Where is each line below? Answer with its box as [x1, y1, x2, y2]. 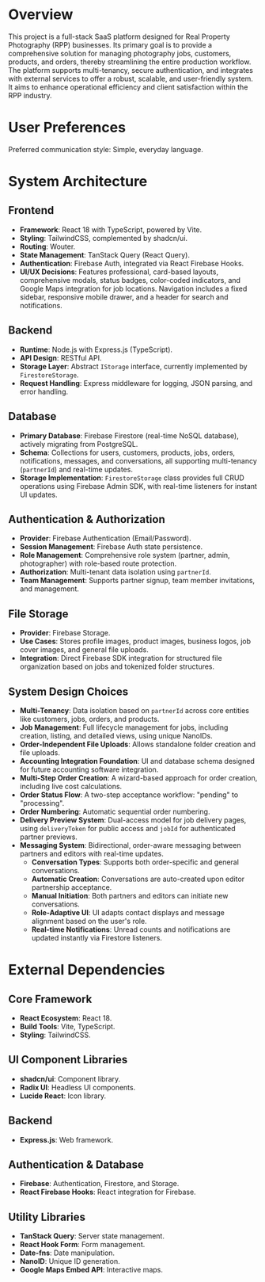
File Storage [8, 607, 69, 620]
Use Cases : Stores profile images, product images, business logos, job [19, 636, 252, 647]
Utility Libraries [8, 1210, 85, 1223]
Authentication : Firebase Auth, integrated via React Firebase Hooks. [19, 258, 244, 268]
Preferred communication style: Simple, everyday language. [8, 144, 203, 154]
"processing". [19, 798, 65, 807]
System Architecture [8, 173, 148, 191]
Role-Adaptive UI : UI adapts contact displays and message [31, 907, 225, 917]
